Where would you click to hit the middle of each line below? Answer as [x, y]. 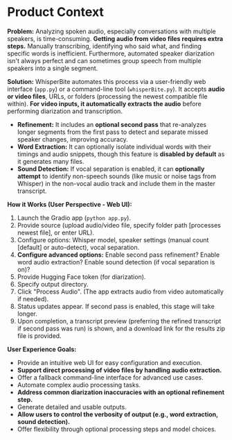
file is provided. [39, 336]
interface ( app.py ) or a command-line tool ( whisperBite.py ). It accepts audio [116, 89]
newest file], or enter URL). [56, 232]
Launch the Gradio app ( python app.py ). [74, 218]
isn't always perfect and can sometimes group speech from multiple [105, 60]
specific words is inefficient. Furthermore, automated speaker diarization [111, 53]
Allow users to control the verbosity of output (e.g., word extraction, [117, 414]
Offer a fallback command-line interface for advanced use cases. [110, 377]
